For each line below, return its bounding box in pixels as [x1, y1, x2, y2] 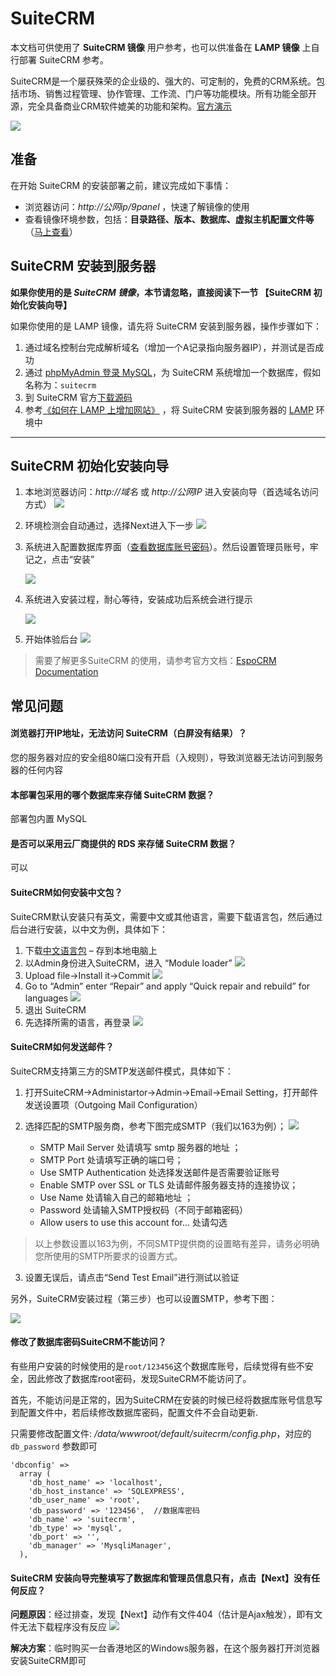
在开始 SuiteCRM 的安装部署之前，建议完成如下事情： [10, 179, 232, 191]
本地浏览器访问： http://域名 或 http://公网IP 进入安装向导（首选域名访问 [24, 486, 319, 498]
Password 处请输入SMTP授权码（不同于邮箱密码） [39, 1203, 248, 1216]
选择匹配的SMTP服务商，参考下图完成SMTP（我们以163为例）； [24, 1120, 287, 1132]
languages [24, 992, 69, 1004]
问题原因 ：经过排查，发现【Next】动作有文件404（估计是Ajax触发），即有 [10, 1608, 315, 1621]
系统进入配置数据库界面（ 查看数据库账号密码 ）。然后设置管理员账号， [24, 541, 310, 553]
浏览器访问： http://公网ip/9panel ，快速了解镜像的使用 [24, 200, 250, 212]
